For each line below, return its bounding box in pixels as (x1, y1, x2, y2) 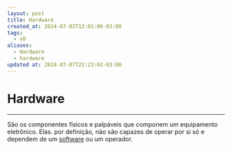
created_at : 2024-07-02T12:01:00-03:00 (7, 23, 122, 30)
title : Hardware (7, 17, 54, 23)
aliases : (7, 42, 32, 49)
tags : (7, 29, 23, 36)
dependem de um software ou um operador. (7, 135, 133, 143)
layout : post (7, 10, 45, 17)
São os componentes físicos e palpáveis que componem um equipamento (7, 120, 218, 128)
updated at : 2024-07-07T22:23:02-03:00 (7, 61, 122, 68)
